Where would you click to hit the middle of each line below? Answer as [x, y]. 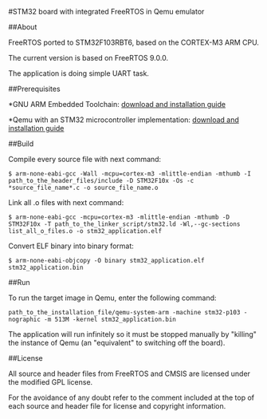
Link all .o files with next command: [66, 202]
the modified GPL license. [51, 382]
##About [23, 27]
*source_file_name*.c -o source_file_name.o [83, 188]
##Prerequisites [35, 89]
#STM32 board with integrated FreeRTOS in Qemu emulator [106, 12]
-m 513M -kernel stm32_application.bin [110, 319]
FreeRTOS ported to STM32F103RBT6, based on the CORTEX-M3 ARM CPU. [133, 42]
